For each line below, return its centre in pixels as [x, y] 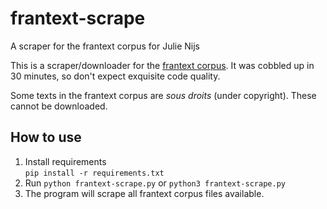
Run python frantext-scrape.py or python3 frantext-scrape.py [155, 183]
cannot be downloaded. [59, 106]
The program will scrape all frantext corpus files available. [144, 193]
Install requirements [65, 161]
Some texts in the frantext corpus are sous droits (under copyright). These [163, 95]
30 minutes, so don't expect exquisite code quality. [115, 76]
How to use [46, 137]
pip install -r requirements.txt [94, 173]
